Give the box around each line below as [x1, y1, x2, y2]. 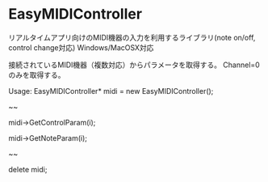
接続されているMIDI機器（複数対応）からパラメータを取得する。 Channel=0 [8, 60, 260, 70]
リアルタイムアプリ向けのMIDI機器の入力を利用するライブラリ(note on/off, [8, 32, 256, 42]
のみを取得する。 [8, 70, 65, 79]
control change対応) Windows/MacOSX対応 [8, 42, 154, 53]
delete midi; [8, 164, 48, 174]
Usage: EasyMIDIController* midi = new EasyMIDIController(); [8, 86, 214, 95]
